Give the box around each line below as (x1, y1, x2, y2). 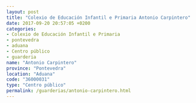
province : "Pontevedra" (6, 65, 67, 71)
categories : (6, 25, 36, 32)
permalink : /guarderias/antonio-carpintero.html (6, 88, 131, 94)
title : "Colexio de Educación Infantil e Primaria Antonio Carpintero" (6, 15, 191, 21)
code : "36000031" (6, 76, 50, 82)
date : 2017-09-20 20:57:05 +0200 (6, 20, 91, 26)
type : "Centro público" (6, 82, 67, 88)
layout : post (6, 8, 39, 15)
